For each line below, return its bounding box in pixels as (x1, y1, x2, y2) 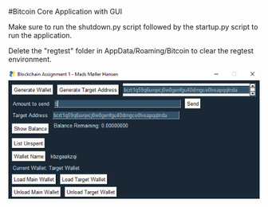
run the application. (8, 31, 73, 40)
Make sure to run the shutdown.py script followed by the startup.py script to (8, 22, 258, 31)
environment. (8, 55, 52, 64)
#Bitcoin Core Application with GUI (8, 7, 123, 16)
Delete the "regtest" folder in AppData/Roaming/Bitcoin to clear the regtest (8, 46, 254, 55)
